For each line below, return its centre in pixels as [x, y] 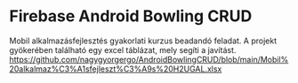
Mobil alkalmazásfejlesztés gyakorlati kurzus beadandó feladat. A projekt [143, 41]
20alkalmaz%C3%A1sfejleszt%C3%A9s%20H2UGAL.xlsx [116, 69]
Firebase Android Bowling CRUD [131, 16]
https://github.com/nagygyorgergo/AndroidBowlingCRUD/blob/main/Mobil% [149, 59]
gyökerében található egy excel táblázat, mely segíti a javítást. [123, 49]
